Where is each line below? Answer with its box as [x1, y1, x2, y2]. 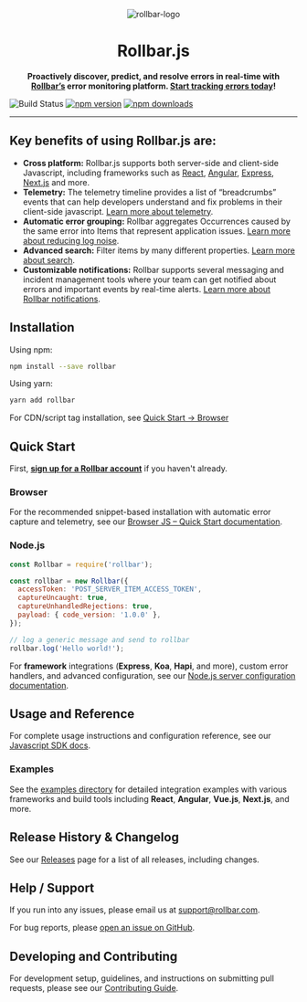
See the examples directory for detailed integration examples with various [9, 784, 288, 795]
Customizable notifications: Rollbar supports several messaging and [22, 264, 285, 275]
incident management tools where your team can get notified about [22, 274, 277, 285]
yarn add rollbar [9, 396, 76, 406]
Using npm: [9, 343, 53, 355]
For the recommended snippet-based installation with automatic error [9, 507, 271, 518]
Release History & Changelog [9, 829, 180, 845]
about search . [22, 254, 76, 265]
